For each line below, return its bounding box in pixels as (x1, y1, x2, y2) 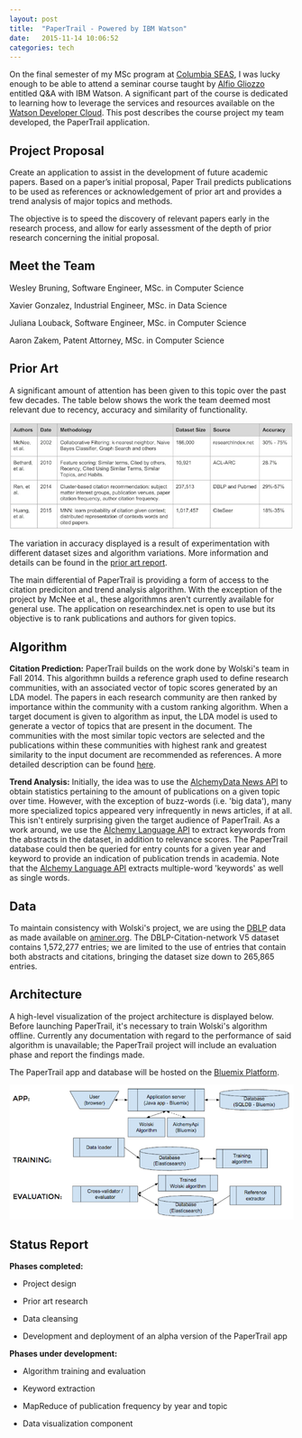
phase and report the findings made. (9, 1049, 145, 1060)
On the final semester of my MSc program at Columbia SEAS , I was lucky (9, 69, 281, 80)
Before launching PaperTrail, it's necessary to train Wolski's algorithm (9, 1020, 268, 1031)
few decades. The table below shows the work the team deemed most (9, 394, 271, 405)
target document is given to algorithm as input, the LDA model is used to (9, 711, 278, 722)
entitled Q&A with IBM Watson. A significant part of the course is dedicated (9, 88, 288, 99)
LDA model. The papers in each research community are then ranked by (9, 692, 278, 703)
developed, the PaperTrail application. (9, 117, 151, 128)
